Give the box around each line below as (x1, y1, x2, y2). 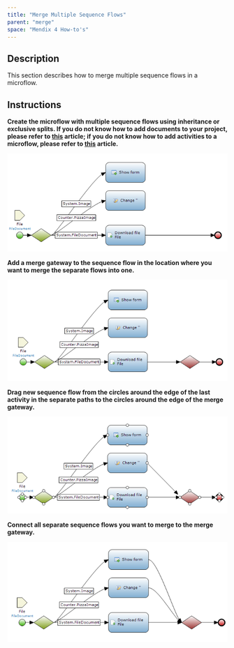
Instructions (7, 98, 61, 111)
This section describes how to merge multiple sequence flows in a (7, 71, 198, 80)
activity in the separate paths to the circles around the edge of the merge (7, 395, 224, 404)
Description (7, 52, 59, 64)
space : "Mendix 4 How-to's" (7, 26, 89, 33)
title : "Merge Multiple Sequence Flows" (7, 11, 127, 18)
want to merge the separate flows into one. (7, 266, 135, 274)
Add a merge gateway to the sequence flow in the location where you (7, 258, 212, 266)
